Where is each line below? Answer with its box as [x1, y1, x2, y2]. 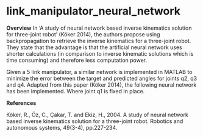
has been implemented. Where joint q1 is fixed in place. [6, 87, 145, 95]
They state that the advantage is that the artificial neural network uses [6, 44, 182, 51]
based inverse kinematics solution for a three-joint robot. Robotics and [6, 117, 183, 125]
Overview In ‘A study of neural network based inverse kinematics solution [6, 24, 192, 32]
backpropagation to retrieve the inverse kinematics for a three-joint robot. [6, 37, 191, 44]
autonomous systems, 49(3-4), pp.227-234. [6, 124, 118, 131]
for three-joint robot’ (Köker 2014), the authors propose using [6, 30, 160, 38]
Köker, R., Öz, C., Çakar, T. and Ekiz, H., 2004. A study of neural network [6, 111, 189, 118]
